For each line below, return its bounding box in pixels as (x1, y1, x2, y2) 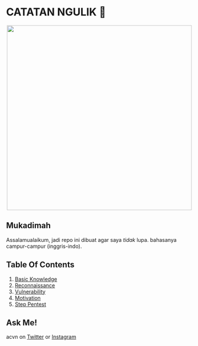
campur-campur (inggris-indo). (6, 242, 82, 250)
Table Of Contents (6, 260, 75, 270)
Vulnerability (14, 288, 46, 295)
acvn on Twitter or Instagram (6, 334, 77, 341)
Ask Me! (6, 318, 37, 328)
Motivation (14, 294, 41, 301)
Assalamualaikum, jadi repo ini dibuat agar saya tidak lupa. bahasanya (6, 236, 177, 243)
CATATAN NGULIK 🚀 (6, 5, 106, 19)
